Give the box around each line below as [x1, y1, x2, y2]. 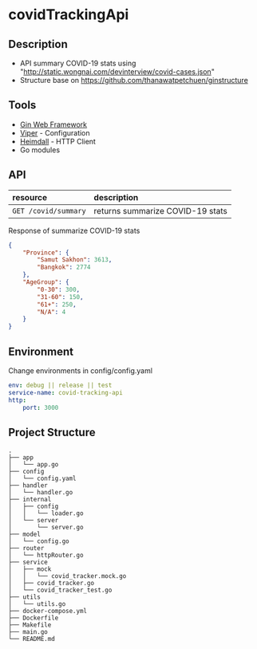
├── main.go [8, 628, 48, 636]
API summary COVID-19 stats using [19, 58, 136, 68]
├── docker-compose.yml [8, 608, 88, 616]
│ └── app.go [8, 461, 59, 469]
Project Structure [8, 425, 96, 439]
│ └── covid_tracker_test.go [8, 586, 113, 595]
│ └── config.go [8, 537, 69, 545]
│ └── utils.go [8, 600, 66, 608]
